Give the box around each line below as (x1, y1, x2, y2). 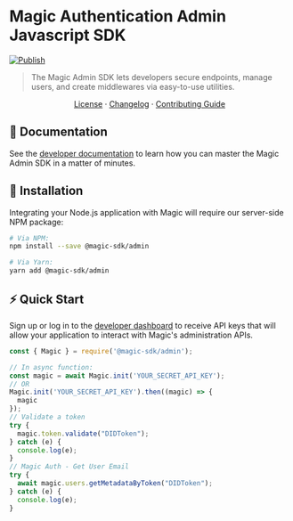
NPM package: (9, 216, 64, 227)
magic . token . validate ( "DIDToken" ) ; (17, 429, 150, 438)
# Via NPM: (9, 233, 50, 242)
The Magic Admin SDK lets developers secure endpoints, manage (30, 71, 273, 82)
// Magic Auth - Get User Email (9, 462, 129, 471)
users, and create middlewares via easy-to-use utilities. (30, 81, 235, 92)
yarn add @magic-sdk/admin (9, 266, 110, 275)
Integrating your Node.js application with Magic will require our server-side (9, 207, 284, 217)
